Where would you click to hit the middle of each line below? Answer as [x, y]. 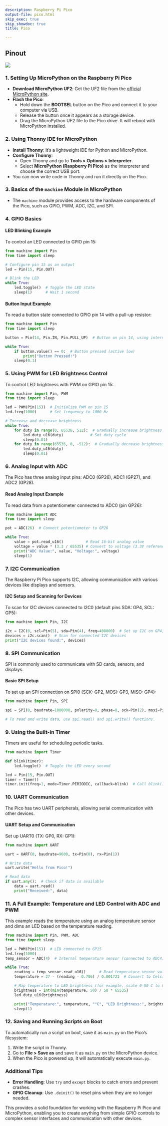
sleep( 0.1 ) [25, 361]
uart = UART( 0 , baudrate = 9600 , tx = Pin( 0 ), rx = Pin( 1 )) [62, 854]
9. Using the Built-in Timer [38, 732]
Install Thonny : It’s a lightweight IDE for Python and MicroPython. [80, 150]
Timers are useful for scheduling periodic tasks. [54, 743]
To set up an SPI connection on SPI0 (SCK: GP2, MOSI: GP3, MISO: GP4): [81, 692]
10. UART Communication [37, 797]
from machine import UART [32, 845]
